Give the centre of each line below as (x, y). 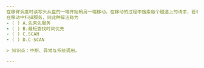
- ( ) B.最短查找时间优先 (36, 29)
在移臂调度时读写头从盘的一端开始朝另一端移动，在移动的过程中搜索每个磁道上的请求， (99, 12)
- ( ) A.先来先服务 (29, 23)
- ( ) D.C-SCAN (25, 40)
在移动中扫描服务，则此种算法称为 (42, 17)
